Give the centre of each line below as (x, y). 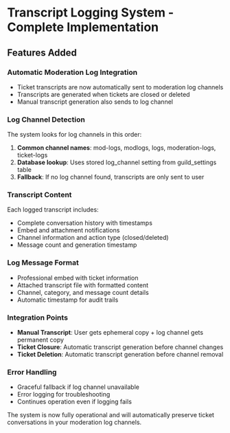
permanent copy (40, 340)
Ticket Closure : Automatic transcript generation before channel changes (120, 347)
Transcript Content (39, 195)
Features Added (42, 53)
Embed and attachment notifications (68, 230)
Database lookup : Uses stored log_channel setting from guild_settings (117, 162)
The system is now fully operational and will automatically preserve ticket (111, 415)
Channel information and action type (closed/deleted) (93, 238)
